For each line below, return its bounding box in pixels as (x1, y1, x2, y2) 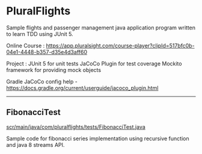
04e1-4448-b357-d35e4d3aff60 (6, 48, 87, 55)
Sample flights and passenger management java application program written (6, 24, 196, 31)
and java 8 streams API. (6, 141, 65, 148)
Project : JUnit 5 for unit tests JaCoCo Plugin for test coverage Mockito (6, 60, 182, 67)
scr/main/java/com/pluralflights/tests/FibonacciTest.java (6, 123, 145, 130)
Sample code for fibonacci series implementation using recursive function (6, 135, 189, 142)
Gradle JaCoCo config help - (6, 78, 78, 85)
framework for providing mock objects (6, 66, 101, 73)
